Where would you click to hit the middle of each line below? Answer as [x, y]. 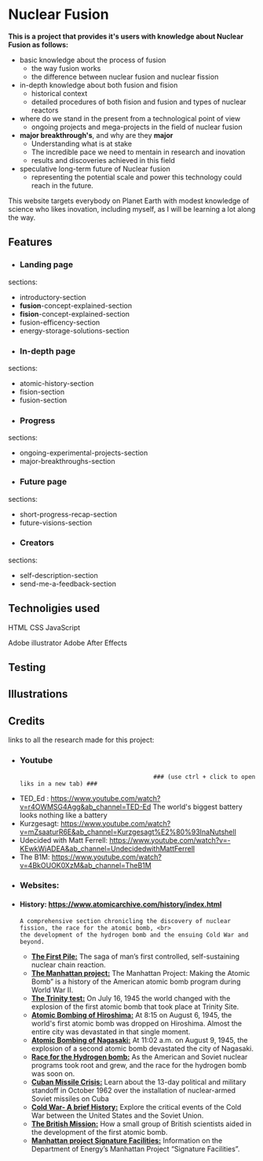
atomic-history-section [57, 383]
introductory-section [53, 297]
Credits [27, 721]
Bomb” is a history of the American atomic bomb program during [136, 981]
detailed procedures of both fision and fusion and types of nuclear [139, 102]
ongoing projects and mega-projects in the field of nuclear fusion [137, 127]
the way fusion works [66, 68]
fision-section [42, 391]
